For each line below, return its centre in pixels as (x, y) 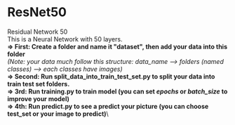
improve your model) (39, 98)
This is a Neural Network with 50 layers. (65, 39)
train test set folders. (39, 84)
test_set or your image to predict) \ (58, 114)
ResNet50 (37, 12)
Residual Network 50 (38, 32)
